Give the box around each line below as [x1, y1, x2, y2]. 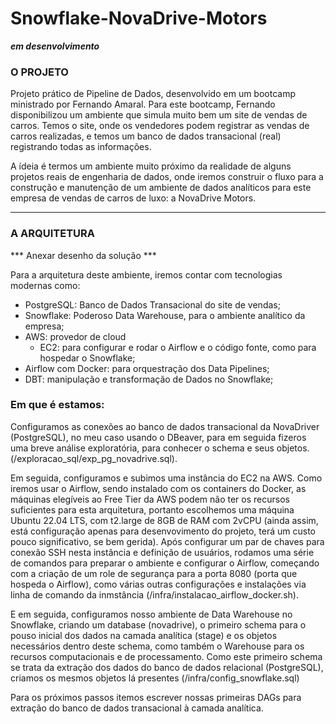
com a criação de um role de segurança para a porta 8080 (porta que [10, 567, 298, 579]
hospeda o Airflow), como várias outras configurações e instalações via [10, 578, 307, 590]
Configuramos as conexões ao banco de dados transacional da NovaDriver [10, 420, 320, 432]
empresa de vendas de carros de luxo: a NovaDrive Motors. [10, 192, 257, 204]
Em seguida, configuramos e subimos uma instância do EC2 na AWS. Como [10, 472, 323, 484]
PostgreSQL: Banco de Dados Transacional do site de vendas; [24, 298, 281, 311]
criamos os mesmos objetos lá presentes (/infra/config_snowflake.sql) [10, 672, 300, 684]
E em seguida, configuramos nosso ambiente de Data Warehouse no [10, 608, 293, 620]
